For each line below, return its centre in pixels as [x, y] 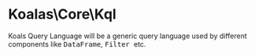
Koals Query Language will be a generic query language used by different [128, 36]
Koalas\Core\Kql [62, 14]
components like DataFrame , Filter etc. [77, 44]
